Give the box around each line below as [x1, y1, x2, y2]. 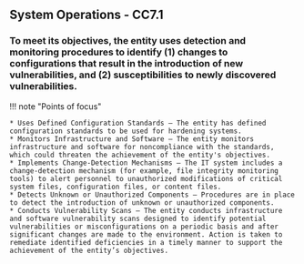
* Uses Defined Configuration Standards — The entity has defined [9, 118, 267, 127]
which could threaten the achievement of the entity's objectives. [9, 150, 271, 159]
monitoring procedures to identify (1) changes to [9, 46, 228, 58]
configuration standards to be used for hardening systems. [9, 127, 243, 136]
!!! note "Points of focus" [9, 100, 102, 112]
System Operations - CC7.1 [9, 7, 164, 23]
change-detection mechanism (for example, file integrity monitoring [9, 166, 279, 176]
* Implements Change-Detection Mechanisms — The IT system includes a [9, 158, 283, 168]
